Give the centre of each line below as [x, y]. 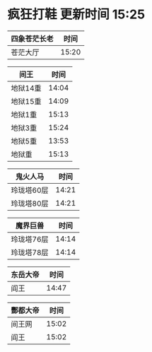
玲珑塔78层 [30, 252]
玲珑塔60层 [30, 190]
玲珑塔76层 [30, 239]
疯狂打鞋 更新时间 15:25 [76, 14]
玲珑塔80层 [30, 204]
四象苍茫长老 [33, 38]
